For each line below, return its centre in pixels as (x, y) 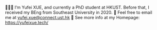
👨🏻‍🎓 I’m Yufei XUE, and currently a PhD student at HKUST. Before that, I (77, 7)
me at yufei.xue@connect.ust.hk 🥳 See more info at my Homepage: (72, 17)
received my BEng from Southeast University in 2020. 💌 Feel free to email (78, 12)
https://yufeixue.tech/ (27, 22)
